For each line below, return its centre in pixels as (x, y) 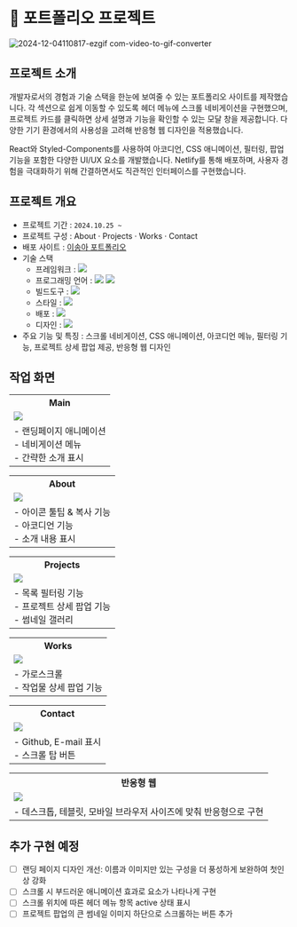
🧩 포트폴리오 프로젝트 (82, 18)
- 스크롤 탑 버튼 (45, 756)
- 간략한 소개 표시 (49, 458)
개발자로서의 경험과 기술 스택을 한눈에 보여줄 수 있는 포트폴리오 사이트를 (133, 96)
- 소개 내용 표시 (45, 539)
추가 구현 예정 (44, 846)
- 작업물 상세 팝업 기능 (59, 687)
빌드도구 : (52, 291)
